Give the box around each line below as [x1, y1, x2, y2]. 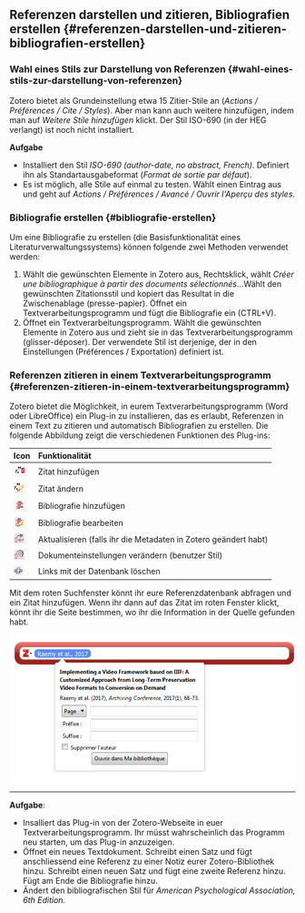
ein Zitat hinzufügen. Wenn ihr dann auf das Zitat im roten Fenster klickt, [9, 597, 280, 608]
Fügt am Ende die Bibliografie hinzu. [22, 875, 159, 886]
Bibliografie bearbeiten [37, 518, 124, 529]
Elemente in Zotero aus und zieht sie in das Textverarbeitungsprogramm [22, 327, 293, 338]
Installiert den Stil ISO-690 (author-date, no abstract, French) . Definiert [22, 159, 290, 170]
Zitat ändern [37, 482, 84, 494]
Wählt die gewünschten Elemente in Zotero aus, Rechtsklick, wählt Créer [22, 269, 295, 279]
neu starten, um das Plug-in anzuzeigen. [22, 837, 175, 847]
